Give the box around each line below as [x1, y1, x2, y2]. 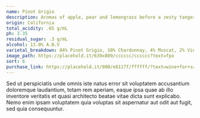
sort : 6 [6, 58, 26, 64]
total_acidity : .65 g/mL [6, 25, 68, 31]
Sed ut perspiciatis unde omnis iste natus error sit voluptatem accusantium [6, 80, 190, 87]
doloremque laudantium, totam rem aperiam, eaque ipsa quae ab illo [6, 87, 174, 94]
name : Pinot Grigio [6, 8, 55, 15]
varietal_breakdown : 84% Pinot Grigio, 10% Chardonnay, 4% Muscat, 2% [6, 47, 185, 53]
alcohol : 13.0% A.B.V [6, 42, 60, 48]
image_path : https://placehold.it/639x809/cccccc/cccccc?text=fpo [6, 53, 174, 59]
